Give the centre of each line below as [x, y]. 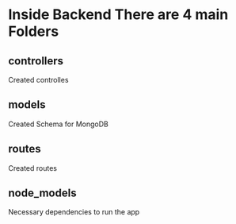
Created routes [33, 168]
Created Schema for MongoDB [58, 124]
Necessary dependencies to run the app [74, 212]
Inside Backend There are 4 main [118, 15]
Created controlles [38, 80]
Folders [34, 31]
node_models [42, 193]
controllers [36, 61]
